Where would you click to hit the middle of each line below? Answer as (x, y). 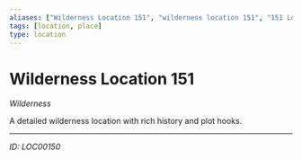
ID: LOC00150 (35, 147)
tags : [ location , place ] (56, 26)
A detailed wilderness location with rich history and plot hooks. (126, 121)
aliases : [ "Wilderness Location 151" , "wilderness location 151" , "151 (146, 18)
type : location (38, 34)
